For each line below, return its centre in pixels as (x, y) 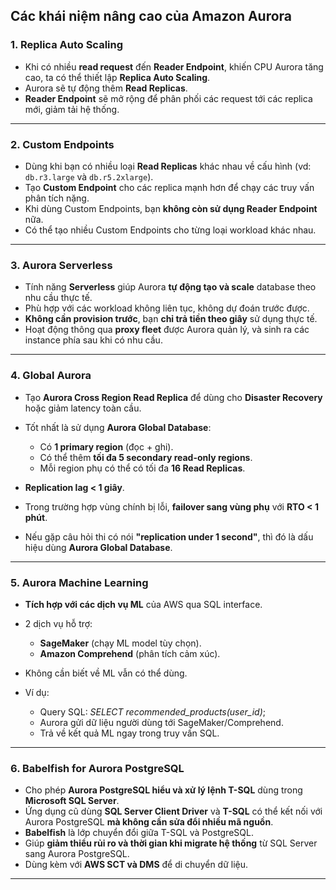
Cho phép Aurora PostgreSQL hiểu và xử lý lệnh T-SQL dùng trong (163, 790)
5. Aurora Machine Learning (79, 582)
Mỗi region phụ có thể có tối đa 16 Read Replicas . (142, 468)
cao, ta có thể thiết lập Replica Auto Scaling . (117, 77)
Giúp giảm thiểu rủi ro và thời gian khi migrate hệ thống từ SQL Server (171, 843)
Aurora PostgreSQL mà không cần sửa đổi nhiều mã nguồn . (149, 822)
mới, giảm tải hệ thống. (72, 109)
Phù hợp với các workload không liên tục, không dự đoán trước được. (167, 308)
